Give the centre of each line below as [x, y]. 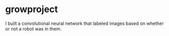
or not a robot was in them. [33, 28]
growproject [32, 9]
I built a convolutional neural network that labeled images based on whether [84, 23]
